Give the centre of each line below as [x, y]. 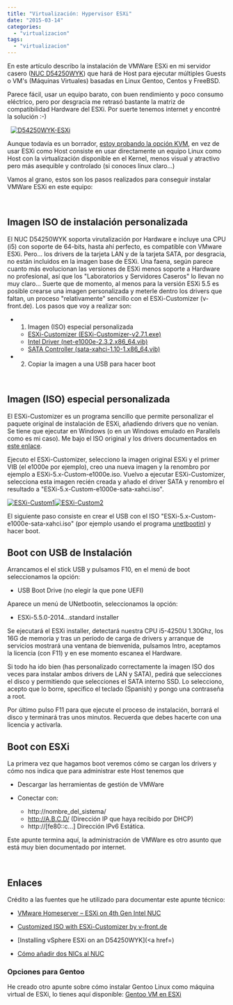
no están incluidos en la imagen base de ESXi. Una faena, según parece [110, 261]
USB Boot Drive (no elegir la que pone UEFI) [80, 590]
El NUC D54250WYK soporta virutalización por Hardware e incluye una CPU [116, 239]
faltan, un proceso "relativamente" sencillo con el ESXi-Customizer [103, 298]
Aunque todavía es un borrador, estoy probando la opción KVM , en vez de [114, 143]
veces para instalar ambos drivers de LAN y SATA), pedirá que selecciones [115, 674]
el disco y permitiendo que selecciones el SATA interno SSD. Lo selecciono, [115, 682]
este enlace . [25, 446]
